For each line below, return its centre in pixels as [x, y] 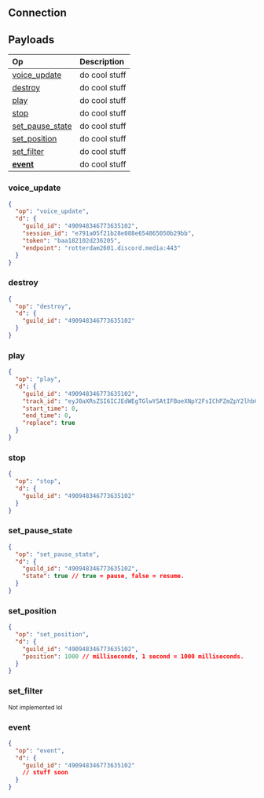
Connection [37, 13]
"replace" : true [49, 423]
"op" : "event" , [40, 750]
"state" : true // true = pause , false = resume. [103, 577]
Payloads [31, 40]
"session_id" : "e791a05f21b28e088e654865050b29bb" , [108, 233]
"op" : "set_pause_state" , [58, 554]
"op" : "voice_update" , [52, 211]
